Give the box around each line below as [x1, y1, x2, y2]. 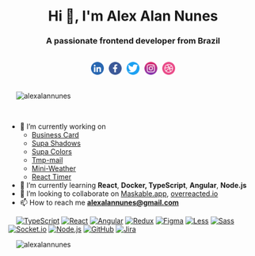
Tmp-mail [31, 156, 63, 165]
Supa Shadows [31, 138, 82, 149]
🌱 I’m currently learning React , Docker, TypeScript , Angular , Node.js [19, 181, 247, 190]
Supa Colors [31, 147, 73, 156]
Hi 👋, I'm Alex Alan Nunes [48, 7, 219, 25]
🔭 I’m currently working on [19, 122, 106, 131]
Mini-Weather [31, 164, 77, 173]
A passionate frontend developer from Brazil [46, 36, 220, 47]
